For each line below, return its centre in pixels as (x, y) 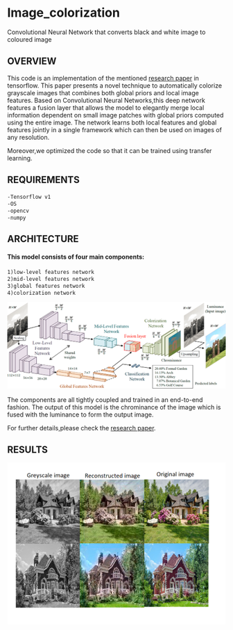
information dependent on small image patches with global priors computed (115, 115)
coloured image (29, 39)
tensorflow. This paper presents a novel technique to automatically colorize (115, 86)
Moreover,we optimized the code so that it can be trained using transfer (110, 150)
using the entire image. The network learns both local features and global (112, 122)
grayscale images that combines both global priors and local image (103, 92)
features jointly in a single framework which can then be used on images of (114, 129)
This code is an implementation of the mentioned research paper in (103, 78)
